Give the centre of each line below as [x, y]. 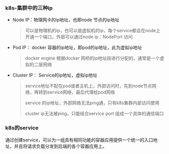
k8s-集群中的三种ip [29, 8]
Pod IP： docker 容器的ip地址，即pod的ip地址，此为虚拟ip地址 [77, 48]
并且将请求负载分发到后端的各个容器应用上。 [60, 146]
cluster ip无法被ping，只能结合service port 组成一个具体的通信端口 [94, 114]
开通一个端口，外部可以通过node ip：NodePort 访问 [79, 37]
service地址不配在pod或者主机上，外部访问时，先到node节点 [89, 86]
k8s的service [22, 128]
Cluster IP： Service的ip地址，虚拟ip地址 [55, 75]
